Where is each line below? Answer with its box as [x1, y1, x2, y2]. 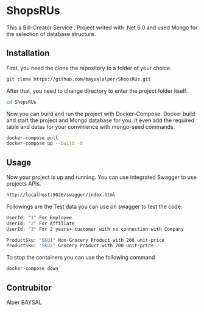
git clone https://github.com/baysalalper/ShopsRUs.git [6, 76, 151, 82]
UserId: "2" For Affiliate [6, 220, 75, 227]
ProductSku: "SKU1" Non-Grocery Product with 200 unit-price [6, 237, 165, 243]
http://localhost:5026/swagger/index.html [6, 192, 116, 198]
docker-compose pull [6, 135, 59, 141]
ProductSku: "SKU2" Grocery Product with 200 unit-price [6, 242, 154, 249]
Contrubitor [6, 282, 52, 293]
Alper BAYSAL [6, 299, 42, 306]
